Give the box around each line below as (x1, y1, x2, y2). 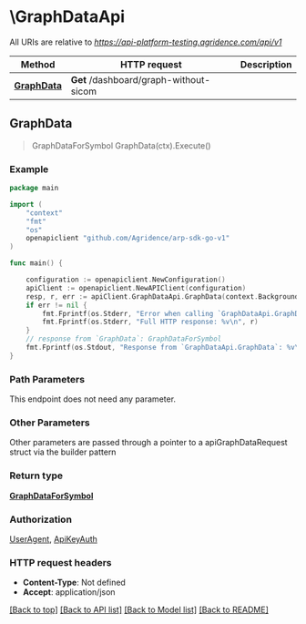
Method (20, 57, 56, 70)
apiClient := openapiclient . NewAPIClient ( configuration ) (25, 283, 247, 292)
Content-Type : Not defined (22, 577, 126, 588)
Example (9, 162, 49, 175)
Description (240, 57, 292, 70)
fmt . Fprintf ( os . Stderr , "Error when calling (42, 309, 214, 318)
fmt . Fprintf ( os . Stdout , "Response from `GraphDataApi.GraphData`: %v (25, 343, 296, 353)
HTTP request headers (9, 556, 112, 568)
